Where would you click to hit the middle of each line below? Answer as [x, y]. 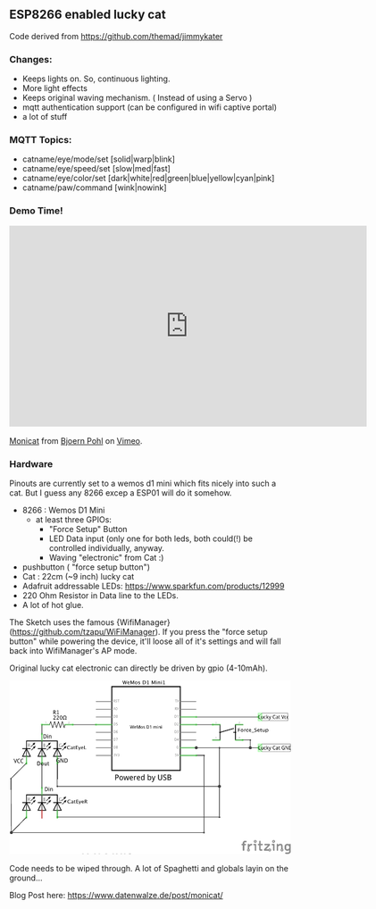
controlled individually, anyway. [107, 548]
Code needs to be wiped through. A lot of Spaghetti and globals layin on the [149, 869]
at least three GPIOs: [73, 520]
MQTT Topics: [41, 140]
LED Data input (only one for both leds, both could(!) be [150, 538]
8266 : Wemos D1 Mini [63, 510]
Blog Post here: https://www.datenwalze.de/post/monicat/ [116, 896]
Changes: [31, 59]
